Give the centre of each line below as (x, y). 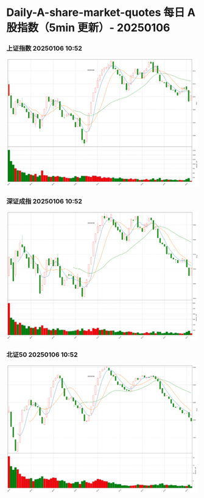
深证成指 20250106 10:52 (44, 201)
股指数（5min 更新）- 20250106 (88, 28)
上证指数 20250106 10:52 (44, 48)
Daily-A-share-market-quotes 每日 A (101, 13)
